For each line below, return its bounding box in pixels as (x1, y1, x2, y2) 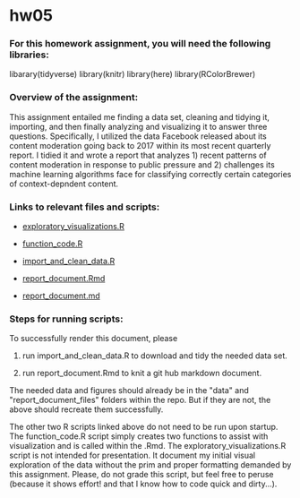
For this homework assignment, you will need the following (9, 38, 271, 50)
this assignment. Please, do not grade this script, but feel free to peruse (9, 469, 274, 480)
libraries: (9, 48, 49, 61)
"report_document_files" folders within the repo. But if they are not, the (9, 395, 271, 406)
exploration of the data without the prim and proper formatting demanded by (9, 459, 292, 470)
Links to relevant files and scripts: (9, 201, 160, 213)
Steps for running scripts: (9, 313, 124, 325)
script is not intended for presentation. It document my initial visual (9, 450, 256, 461)
